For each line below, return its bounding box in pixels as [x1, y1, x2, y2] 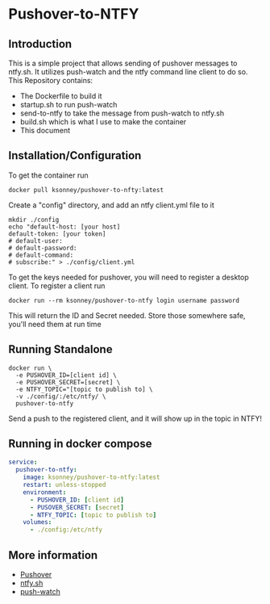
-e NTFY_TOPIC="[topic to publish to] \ [15, 385, 153, 393]
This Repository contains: [8, 76, 93, 85]
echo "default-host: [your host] [8, 223, 121, 231]
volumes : [23, 518, 52, 526]
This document [19, 126, 71, 135]
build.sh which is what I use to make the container [19, 117, 187, 126]
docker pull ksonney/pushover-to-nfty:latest [8, 186, 164, 194]
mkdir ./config [8, 216, 60, 224]
